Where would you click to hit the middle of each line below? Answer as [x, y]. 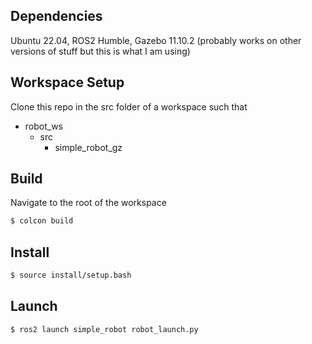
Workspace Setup [67, 82]
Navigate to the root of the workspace [88, 203]
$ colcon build [42, 221]
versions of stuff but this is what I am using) [100, 51]
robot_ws [44, 126]
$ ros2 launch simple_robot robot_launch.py [104, 329]
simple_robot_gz [88, 147]
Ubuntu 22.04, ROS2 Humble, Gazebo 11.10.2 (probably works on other [156, 40]
